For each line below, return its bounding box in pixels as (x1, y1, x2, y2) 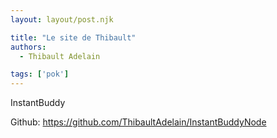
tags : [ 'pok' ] (10, 69, 70, 80)
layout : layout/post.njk (10, 14, 114, 25)
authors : (10, 42, 47, 52)
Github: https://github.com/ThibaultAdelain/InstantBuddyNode (10, 116, 267, 128)
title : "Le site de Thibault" (10, 32, 137, 43)
